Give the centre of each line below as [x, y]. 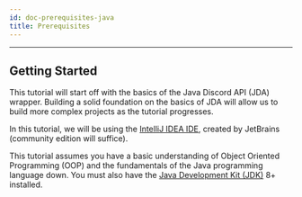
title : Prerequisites [50, 26]
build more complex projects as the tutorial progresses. [111, 112]
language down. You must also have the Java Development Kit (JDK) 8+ [143, 175]
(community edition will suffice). [69, 139]
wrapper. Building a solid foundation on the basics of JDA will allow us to [144, 102]
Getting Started [53, 71]
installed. [26, 184]
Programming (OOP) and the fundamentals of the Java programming [136, 166]
